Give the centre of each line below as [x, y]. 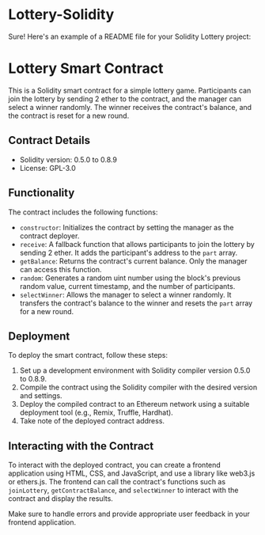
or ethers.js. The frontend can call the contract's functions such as [117, 482]
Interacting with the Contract [81, 446]
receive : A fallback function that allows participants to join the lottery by [137, 244]
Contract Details [49, 140]
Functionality [42, 193]
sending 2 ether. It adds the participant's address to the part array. [129, 252]
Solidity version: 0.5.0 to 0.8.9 [68, 159]
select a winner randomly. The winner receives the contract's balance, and [130, 107]
